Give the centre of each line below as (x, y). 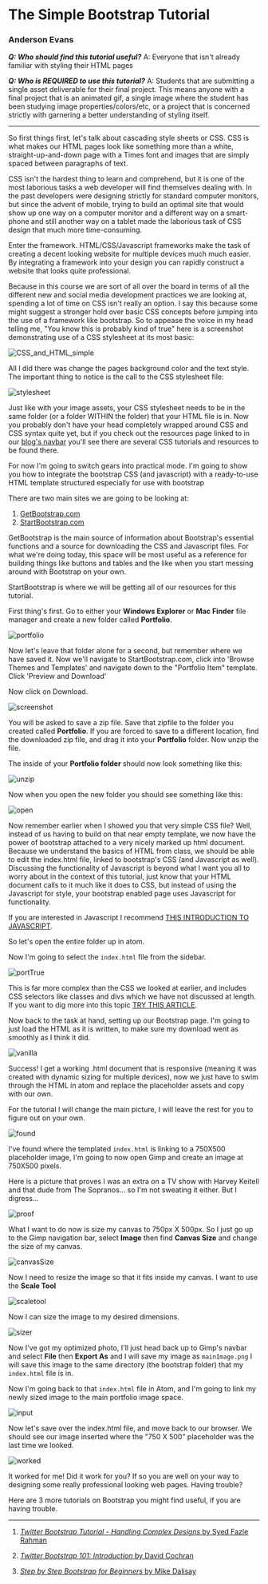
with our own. (31, 1094)
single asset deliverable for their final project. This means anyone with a (126, 90)
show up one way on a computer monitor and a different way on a (116, 213)
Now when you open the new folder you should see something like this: (126, 795)
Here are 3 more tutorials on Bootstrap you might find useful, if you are (124, 1500)
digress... (24, 1199)
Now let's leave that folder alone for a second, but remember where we (126, 651)
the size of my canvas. (45, 1247)
